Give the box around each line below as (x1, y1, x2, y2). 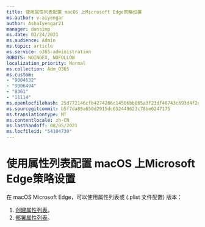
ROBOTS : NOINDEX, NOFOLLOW (6, 54, 75, 61)
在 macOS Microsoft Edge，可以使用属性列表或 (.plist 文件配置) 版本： (6, 193, 183, 201)
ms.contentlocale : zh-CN (6, 117, 70, 123)
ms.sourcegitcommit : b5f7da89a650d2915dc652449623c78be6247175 (6, 105, 171, 112)
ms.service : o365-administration (6, 49, 92, 55)
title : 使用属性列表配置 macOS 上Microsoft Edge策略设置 (6, 9, 142, 15)
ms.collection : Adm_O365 (6, 65, 70, 72)
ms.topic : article (6, 43, 53, 50)
